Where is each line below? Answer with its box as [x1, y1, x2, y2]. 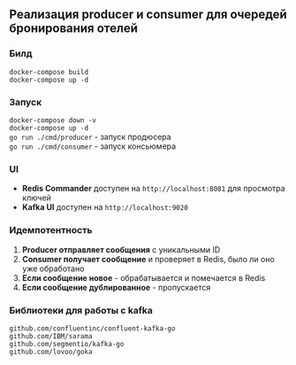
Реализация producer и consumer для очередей [9, 7, 287, 22]
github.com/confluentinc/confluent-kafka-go [9, 323, 176, 333]
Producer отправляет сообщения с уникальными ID [21, 244, 221, 255]
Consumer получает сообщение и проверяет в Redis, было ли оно [21, 253, 276, 264]
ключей [21, 192, 51, 203]
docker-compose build [9, 67, 89, 76]
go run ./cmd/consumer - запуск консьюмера [9, 141, 177, 151]
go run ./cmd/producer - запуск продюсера [9, 131, 171, 142]
